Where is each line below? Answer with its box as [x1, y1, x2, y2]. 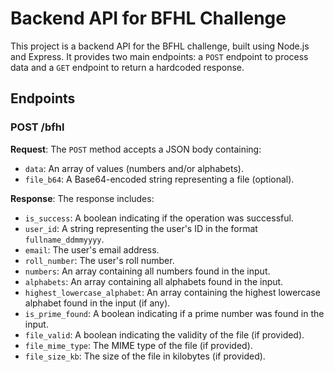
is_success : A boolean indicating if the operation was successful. [24, 212, 294, 224]
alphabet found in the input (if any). [24, 297, 171, 309]
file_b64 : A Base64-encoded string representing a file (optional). [24, 173, 295, 185]
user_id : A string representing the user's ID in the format [24, 222, 258, 234]
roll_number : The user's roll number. [24, 254, 175, 266]
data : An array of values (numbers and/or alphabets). [24, 162, 244, 174]
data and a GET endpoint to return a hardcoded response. [10, 61, 245, 73]
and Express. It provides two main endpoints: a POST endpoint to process [10, 50, 309, 62]
